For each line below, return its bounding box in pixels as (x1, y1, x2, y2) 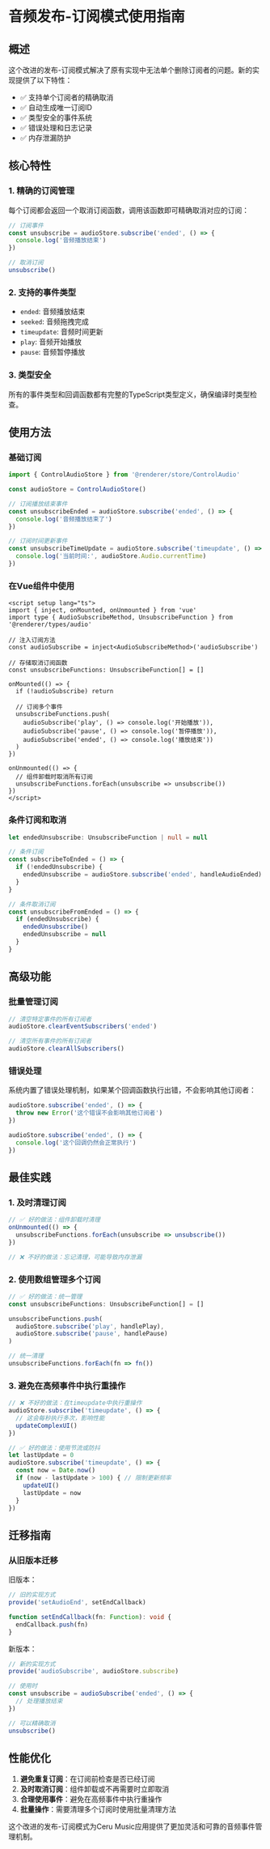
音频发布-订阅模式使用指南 (8, 7, 186, 26)
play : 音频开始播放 (19, 337, 82, 347)
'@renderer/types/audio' (8, 620, 92, 628)
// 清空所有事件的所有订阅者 (8, 1037, 92, 1046)
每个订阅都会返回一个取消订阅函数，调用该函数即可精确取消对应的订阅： (8, 205, 249, 215)
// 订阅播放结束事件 (8, 500, 68, 508)
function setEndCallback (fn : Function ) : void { (8, 1613, 172, 1621)
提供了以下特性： (15, 75, 73, 85)
